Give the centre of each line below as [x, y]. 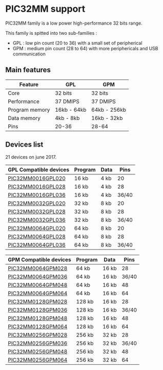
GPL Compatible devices [39, 170]
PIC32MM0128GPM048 [38, 318]
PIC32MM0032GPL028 [37, 212]
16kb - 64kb [70, 110]
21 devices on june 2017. [31, 157]
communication [29, 54]
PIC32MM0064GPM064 [38, 293]
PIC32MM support [45, 9]
